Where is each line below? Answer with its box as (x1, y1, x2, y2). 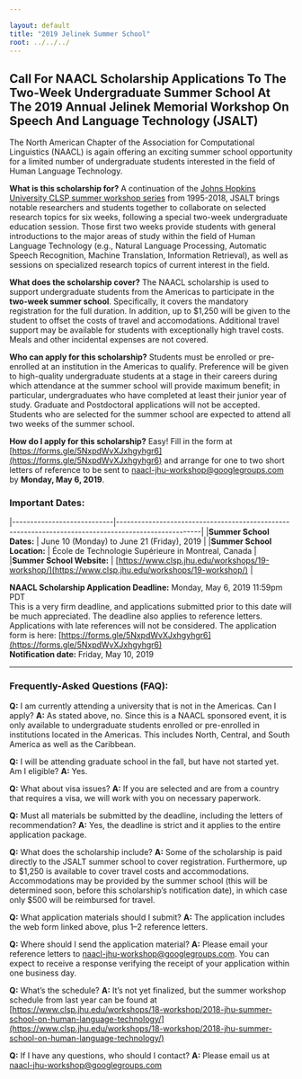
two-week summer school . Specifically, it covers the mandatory (9, 296, 249, 307)
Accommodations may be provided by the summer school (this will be (9, 875, 268, 886)
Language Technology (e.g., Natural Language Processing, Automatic (9, 240, 268, 252)
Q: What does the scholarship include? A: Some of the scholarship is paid (9, 846, 283, 857)
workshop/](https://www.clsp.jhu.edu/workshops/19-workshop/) (9, 565, 249, 575)
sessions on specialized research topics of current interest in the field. (9, 260, 270, 271)
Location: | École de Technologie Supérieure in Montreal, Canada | (9, 546, 257, 557)
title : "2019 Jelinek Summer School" (9, 29, 151, 39)
